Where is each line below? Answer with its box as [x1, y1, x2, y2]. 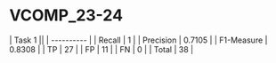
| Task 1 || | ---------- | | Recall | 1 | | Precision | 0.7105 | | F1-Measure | [9, 35, 268, 45]
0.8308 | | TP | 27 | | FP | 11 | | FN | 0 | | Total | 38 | [9, 43, 194, 54]
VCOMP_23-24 [9, 5, 123, 26]
